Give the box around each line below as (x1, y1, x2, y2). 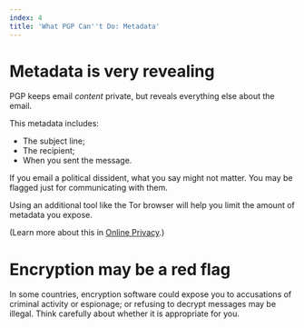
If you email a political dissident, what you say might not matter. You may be (9, 173, 293, 184)
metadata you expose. (9, 210, 93, 221)
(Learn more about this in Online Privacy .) (9, 227, 165, 238)
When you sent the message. (22, 155, 132, 166)
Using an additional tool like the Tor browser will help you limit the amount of (9, 200, 295, 211)
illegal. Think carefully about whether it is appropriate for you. (9, 308, 240, 319)
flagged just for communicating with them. (9, 183, 168, 194)
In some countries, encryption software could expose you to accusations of (9, 289, 292, 300)
